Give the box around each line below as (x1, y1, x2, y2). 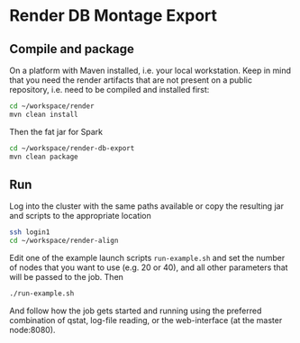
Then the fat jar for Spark (9, 126, 104, 137)
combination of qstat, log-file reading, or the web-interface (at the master (9, 314, 283, 325)
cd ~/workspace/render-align (9, 236, 119, 246)
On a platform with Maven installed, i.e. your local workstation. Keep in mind (9, 65, 291, 76)
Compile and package (9, 41, 135, 57)
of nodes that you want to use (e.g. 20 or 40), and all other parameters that (9, 262, 288, 273)
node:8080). (9, 324, 56, 335)
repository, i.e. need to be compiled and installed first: (9, 85, 210, 95)
